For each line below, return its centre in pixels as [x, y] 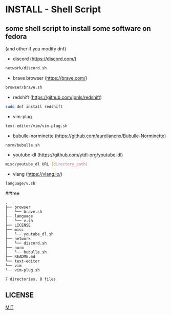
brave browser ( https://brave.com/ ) [50, 78]
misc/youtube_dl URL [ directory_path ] [47, 164]
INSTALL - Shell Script [53, 10]
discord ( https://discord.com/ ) [45, 59]
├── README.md [20, 257]
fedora [16, 36]
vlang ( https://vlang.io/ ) [38, 174]
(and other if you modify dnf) [36, 49]
